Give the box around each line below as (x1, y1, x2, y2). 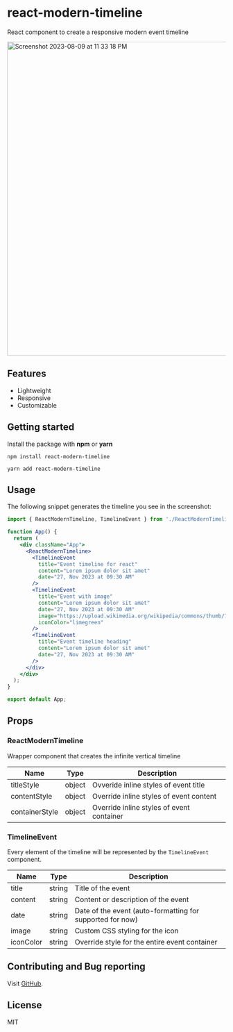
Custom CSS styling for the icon (74, 926, 179, 935)
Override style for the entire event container (74, 937, 218, 947)
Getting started (7, 422, 75, 433)
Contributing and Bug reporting (7, 960, 146, 973)
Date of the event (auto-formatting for (74, 906, 200, 915)
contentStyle (10, 791, 53, 801)
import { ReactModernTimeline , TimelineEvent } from (7, 516, 163, 523)
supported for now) (74, 915, 139, 924)
